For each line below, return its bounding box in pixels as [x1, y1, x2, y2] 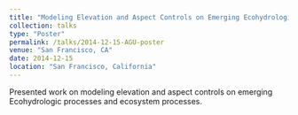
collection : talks [9, 21, 77, 30]
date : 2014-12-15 [9, 54, 74, 63]
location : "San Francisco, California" [9, 63, 157, 72]
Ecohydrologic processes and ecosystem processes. [9, 96, 202, 106]
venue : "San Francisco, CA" [9, 46, 114, 55]
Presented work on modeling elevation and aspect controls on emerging [9, 86, 273, 97]
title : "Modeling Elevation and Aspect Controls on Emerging [9, 12, 240, 22]
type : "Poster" [9, 29, 66, 38]
